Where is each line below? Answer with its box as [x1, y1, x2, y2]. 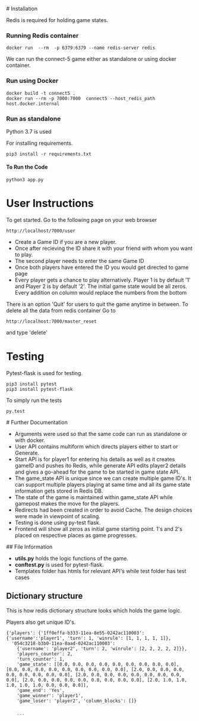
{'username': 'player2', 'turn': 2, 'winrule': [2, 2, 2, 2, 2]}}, [17, 645, 187, 652]
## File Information [6, 543, 53, 550]
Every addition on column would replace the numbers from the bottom [14, 289, 187, 296]
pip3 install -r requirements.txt [6, 151, 92, 157]
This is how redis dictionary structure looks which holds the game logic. [6, 606, 182, 614]
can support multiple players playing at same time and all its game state [14, 481, 191, 488]
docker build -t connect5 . [6, 90, 76, 96]
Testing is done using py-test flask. [14, 519, 101, 526]
